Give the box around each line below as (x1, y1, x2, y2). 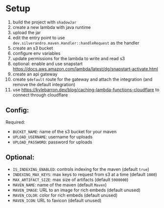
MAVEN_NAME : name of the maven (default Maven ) (12, 182, 107, 187)
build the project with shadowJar (12, 19, 77, 25)
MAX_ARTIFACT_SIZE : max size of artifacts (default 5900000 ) (12, 177, 129, 183)
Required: (5, 119, 25, 125)
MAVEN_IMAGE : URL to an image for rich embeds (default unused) (12, 187, 141, 193)
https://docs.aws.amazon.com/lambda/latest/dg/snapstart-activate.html (12, 66, 158, 71)
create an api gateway (12, 71, 58, 77)
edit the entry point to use (12, 35, 65, 41)
